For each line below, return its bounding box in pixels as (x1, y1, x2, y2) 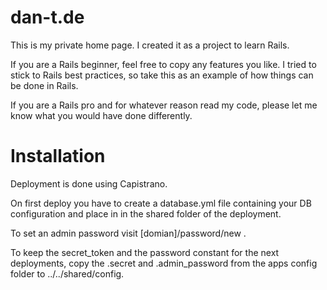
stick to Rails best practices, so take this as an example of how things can (10, 69, 314, 81)
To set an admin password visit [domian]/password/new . (10, 227, 247, 239)
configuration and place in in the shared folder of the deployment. (10, 207, 282, 220)
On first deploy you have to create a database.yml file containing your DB (10, 197, 312, 209)
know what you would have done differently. (10, 109, 193, 121)
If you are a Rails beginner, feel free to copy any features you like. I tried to (10, 58, 317, 70)
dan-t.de (10, 6, 85, 29)
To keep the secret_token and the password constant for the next (10, 246, 280, 258)
